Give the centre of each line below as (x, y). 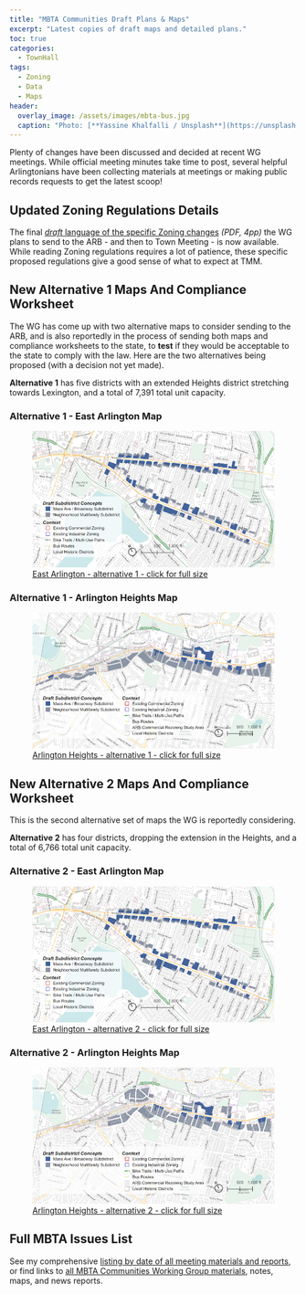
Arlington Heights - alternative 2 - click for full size (127, 1210)
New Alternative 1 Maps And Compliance (128, 290)
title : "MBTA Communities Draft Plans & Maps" (100, 19)
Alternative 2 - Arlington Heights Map (95, 1053)
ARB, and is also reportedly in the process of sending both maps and (139, 336)
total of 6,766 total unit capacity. (70, 848)
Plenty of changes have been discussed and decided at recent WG (136, 153)
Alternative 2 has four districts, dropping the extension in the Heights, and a (153, 838)
